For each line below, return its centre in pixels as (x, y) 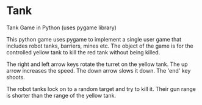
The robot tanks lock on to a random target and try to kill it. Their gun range (101, 89)
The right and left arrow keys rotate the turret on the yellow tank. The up (97, 64)
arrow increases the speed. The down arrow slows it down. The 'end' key (99, 70)
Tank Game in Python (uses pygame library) (62, 27)
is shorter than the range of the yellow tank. (61, 95)
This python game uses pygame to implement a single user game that (94, 39)
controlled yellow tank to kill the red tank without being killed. (83, 52)
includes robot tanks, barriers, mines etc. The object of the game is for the (100, 46)
